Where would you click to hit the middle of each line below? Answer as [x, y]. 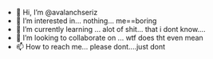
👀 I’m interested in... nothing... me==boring [86, 21]
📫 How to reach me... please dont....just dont [91, 47]
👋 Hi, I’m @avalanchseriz [57, 12]
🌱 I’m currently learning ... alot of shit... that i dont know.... [110, 29]
